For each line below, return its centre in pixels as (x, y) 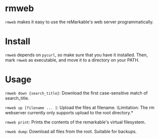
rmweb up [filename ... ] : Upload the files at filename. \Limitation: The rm (80, 108)
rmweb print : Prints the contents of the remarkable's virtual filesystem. (75, 122)
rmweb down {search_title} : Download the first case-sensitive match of (76, 93)
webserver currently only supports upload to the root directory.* (69, 112)
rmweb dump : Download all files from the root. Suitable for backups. (71, 131)
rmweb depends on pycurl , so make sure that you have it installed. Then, (76, 55)
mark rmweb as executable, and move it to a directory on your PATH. (72, 60)
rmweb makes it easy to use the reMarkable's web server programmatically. (79, 22)
